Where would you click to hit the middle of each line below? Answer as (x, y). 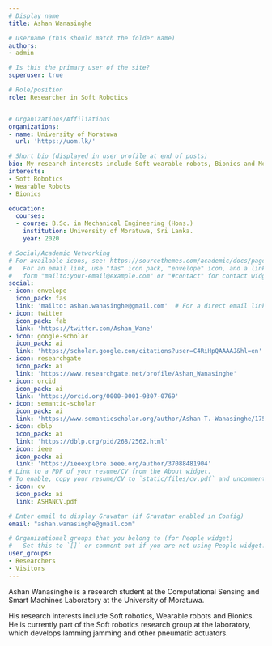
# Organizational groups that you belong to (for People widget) (121, 538)
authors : (23, 45)
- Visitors (27, 568)
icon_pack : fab (41, 321)
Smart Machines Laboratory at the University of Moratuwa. (106, 600)
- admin (21, 53)
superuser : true (36, 75)
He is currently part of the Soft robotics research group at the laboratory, (130, 624)
